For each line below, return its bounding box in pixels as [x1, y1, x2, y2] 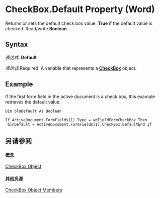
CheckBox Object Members [5, 187, 62, 193]
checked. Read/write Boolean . [5, 25, 68, 31]
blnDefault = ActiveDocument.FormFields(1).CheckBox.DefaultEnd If [7, 122, 152, 127]
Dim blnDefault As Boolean [5, 109, 62, 114]
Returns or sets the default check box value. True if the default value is [5, 20, 152, 26]
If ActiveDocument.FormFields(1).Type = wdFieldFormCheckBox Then [5, 117, 147, 122]
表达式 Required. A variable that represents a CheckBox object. [5, 65, 137, 71]
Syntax [5, 40, 28, 49]
